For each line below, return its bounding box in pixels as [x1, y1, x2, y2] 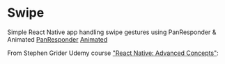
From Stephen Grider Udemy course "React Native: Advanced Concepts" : [7, 49, 219, 57]
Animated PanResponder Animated [7, 35, 108, 43]
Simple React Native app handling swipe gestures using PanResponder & [7, 28, 217, 36]
